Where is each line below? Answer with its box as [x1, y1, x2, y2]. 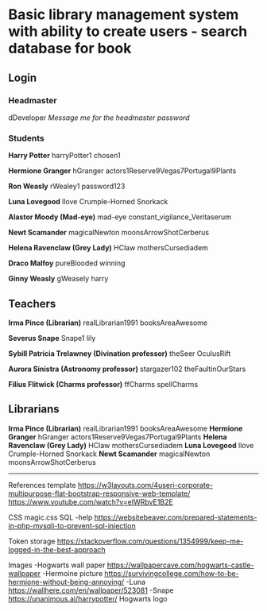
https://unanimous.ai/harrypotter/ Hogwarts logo [8, 594, 168, 603]
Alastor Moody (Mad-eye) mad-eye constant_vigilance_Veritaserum [8, 212, 232, 222]
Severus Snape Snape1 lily [8, 333, 96, 342]
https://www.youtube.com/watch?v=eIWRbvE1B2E [8, 497, 173, 506]
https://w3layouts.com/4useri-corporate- [78, 480, 213, 489]
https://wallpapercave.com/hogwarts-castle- [106, 560, 254, 570]
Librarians [8, 403, 60, 416]
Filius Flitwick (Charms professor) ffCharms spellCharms [8, 379, 199, 389]
